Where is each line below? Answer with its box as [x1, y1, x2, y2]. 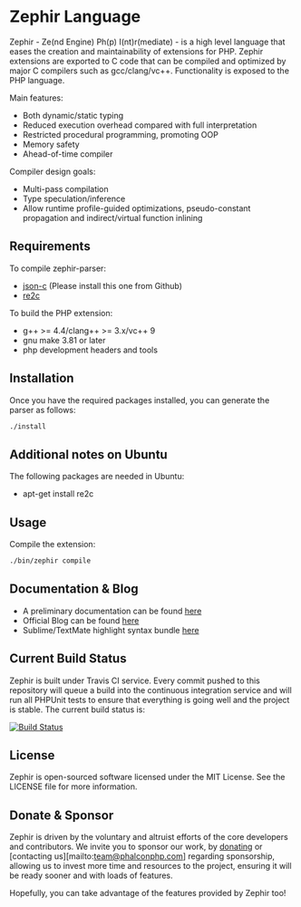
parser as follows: [9, 404, 76, 415]
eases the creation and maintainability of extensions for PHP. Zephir [9, 45, 264, 56]
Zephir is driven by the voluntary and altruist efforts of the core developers [9, 832, 288, 843]
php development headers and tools [22, 344, 159, 355]
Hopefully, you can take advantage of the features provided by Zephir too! [9, 888, 286, 899]
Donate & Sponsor [9, 807, 114, 823]
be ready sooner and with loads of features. [9, 870, 174, 881]
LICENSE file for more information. [9, 781, 138, 792]
